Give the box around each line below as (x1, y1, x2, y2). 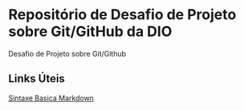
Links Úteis (8, 72, 66, 85)
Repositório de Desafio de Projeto (8, 6, 237, 24)
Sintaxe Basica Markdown (8, 93, 95, 103)
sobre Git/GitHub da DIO (8, 22, 173, 41)
